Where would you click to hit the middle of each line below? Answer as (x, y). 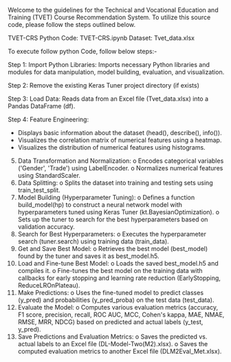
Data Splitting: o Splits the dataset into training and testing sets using (115, 183)
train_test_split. (39, 190)
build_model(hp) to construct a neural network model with (100, 205)
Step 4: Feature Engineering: (48, 119)
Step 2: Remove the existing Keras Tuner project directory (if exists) (104, 85)
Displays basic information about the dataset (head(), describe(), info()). (120, 133)
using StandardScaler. (49, 175)
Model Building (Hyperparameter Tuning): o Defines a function (106, 197)
